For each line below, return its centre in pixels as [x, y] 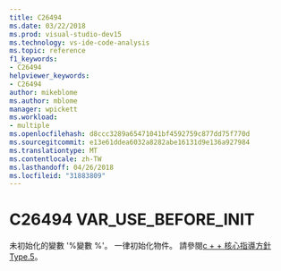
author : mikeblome [43, 92]
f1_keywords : [34, 59]
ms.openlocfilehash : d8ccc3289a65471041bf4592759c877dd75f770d [130, 134]
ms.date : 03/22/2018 [48, 26]
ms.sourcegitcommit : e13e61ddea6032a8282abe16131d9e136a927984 [130, 142]
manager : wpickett [43, 109]
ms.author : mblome [43, 101]
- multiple [30, 126]
